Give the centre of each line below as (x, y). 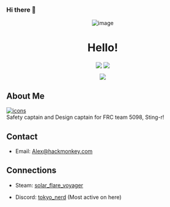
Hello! (103, 48)
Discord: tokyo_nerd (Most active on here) (68, 197)
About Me (25, 96)
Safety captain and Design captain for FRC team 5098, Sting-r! (85, 117)
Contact (22, 136)
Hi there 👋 (21, 10)
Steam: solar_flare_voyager (49, 185)
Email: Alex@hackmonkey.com (54, 151)
